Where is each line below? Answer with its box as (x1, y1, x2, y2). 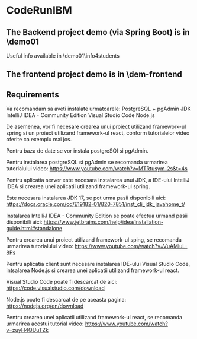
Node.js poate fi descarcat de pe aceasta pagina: (6, 296, 127, 303)
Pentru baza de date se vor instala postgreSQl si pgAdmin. (6, 147, 149, 154)
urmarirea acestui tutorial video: (6, 320, 84, 327)
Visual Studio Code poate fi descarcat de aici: (6, 278, 118, 286)
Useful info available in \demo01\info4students (6, 52, 120, 59)
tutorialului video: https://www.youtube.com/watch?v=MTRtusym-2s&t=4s (6, 165, 188, 172)
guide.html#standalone (6, 225, 63, 232)
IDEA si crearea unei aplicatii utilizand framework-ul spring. (6, 183, 151, 190)
